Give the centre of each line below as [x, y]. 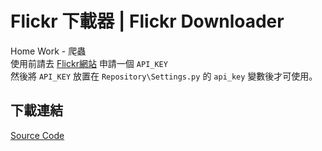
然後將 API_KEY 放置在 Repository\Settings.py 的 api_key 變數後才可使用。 [164, 76]
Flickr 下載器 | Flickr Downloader [147, 21]
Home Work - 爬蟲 [48, 51]
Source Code [37, 135]
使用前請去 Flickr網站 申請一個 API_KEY [89, 63]
